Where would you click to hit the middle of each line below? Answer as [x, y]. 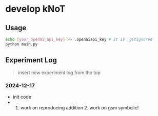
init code [22, 97]
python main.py [22, 44]
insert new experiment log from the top [59, 73]
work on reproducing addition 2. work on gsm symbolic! [80, 107]
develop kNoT [35, 9]
